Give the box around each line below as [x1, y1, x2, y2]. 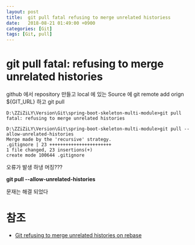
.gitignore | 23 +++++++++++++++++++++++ [6, 142, 112, 148]
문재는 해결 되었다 [6, 188, 48, 196]
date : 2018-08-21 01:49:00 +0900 [6, 20, 96, 26]
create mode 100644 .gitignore [6, 152, 85, 158]
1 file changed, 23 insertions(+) [6, 147, 93, 154]
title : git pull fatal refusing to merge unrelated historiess [6, 14, 171, 20]
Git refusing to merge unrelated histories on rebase [14, 232, 142, 238]
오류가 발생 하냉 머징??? [6, 164, 63, 171]
